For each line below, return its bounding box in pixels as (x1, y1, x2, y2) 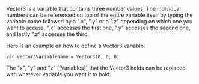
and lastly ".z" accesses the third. (6, 31, 89, 38)
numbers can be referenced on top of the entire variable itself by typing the (6, 11, 194, 19)
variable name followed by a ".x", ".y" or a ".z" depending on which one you (6, 18, 193, 25)
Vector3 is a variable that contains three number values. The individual (6, 5, 182, 12)
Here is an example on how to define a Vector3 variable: (6, 42, 145, 49)
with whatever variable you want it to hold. (6, 71, 111, 77)
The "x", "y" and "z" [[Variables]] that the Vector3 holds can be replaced (6, 64, 186, 71)
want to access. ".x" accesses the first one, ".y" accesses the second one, (6, 24, 191, 31)
